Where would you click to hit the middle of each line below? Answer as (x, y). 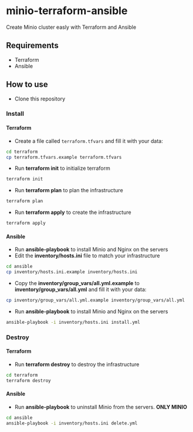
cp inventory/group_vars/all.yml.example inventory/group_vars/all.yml (95, 300)
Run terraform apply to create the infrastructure (73, 212)
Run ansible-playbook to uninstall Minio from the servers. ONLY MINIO (101, 407)
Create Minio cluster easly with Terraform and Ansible (71, 27)
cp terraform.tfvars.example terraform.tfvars (64, 157)
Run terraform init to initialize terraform (62, 168)
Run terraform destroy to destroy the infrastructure (77, 364)
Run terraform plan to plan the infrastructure (69, 190)
